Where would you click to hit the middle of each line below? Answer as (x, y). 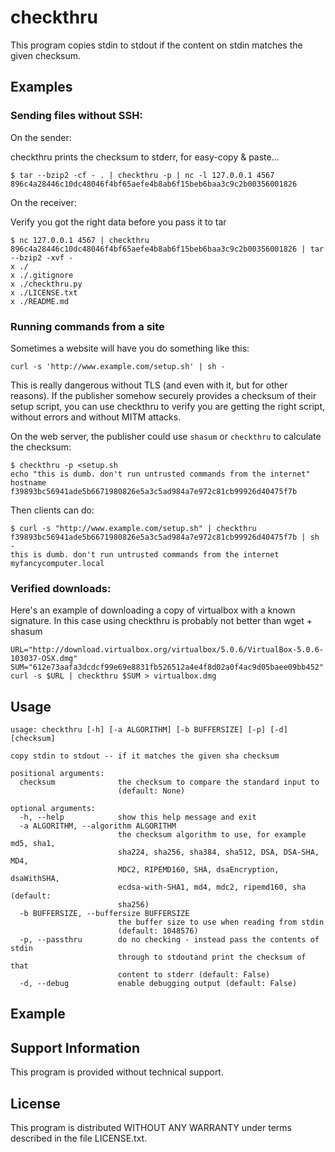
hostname (28, 482)
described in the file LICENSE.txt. (79, 1138)
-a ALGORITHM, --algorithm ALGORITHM (98, 826)
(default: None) (151, 791)
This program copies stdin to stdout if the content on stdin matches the (156, 45)
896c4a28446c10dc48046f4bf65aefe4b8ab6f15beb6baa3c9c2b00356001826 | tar (167, 249)
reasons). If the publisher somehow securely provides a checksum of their (163, 395)
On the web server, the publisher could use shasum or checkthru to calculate (166, 436)
